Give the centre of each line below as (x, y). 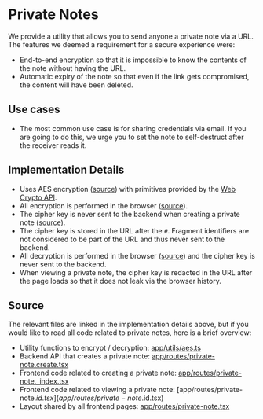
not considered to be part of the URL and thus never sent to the (122, 239)
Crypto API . (38, 197)
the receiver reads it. (53, 145)
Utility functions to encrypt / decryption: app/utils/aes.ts (110, 348)
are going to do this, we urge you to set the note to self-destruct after (131, 137)
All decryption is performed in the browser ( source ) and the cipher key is (137, 255)
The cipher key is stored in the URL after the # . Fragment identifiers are (134, 230)
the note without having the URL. (73, 68)
